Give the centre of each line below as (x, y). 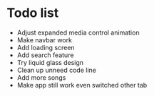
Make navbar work (45, 40)
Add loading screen (46, 47)
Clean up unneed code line (57, 70)
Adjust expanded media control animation (78, 32)
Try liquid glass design (50, 62)
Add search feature (45, 55)
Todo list (33, 13)
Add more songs (41, 77)
